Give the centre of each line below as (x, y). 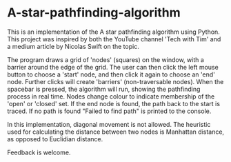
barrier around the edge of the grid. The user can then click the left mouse (113, 67)
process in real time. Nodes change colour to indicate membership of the (111, 96)
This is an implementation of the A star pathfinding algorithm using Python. (114, 32)
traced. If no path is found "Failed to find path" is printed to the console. (109, 111)
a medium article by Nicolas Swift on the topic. (73, 46)
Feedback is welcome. (39, 152)
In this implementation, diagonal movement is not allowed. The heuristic (109, 124)
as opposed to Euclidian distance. (55, 139)
